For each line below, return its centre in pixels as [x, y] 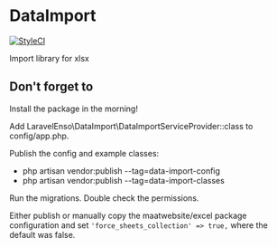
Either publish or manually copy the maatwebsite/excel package [128, 215]
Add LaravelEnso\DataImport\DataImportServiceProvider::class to [131, 126]
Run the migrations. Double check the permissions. [104, 198]
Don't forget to [51, 87]
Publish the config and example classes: [84, 153]
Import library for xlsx [50, 58]
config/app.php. [39, 136]
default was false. [42, 234]
